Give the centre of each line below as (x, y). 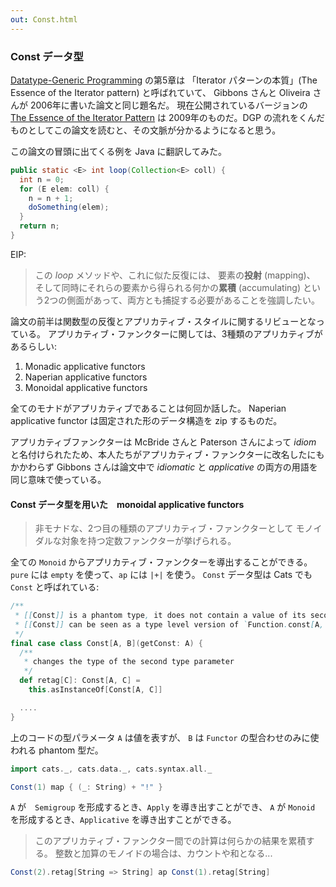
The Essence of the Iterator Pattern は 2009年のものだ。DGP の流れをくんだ (167, 117)
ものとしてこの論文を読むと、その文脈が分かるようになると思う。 (146, 130)
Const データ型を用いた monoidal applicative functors (127, 504)
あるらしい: (34, 346)
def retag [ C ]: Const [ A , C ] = (80, 681)
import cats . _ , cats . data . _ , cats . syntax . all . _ (111, 769)
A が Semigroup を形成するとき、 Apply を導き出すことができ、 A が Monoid (163, 807)
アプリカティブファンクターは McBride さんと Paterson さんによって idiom (163, 442)
